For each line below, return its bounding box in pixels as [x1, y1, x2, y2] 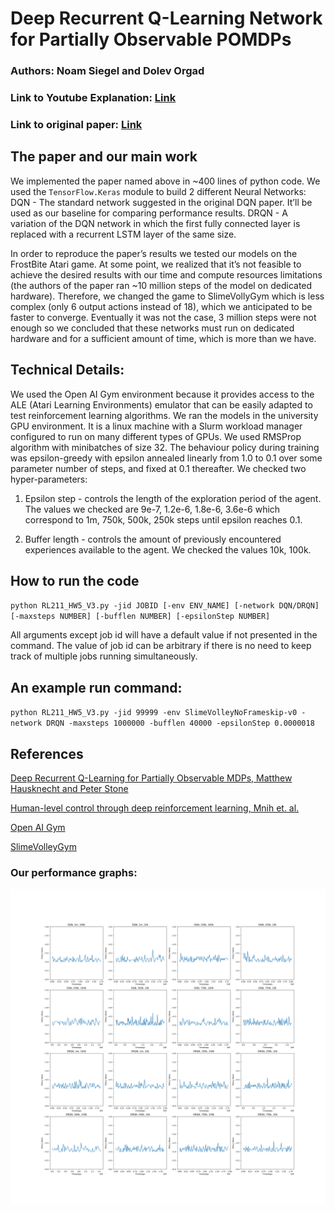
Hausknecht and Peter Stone [10, 783, 129, 795]
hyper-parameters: [10, 473, 88, 485]
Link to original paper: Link [10, 117, 143, 131]
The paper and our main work [10, 148, 198, 166]
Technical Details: [10, 362, 125, 379]
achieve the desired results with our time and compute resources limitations [10, 268, 323, 281]
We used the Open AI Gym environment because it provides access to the [10, 388, 315, 400]
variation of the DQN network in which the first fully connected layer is [10, 217, 301, 229]
